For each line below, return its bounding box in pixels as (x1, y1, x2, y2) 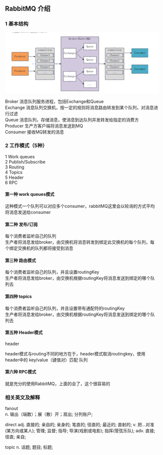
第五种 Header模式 (5, 330, 43, 335)
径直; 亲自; (5, 434, 26, 440)
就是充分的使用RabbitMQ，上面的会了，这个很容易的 (5, 381, 110, 387)
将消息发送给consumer (5, 209, 51, 215)
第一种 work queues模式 (5, 191, 54, 197)
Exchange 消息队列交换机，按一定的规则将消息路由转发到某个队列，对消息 (5, 104, 154, 110)
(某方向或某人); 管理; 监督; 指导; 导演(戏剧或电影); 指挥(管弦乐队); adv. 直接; (5, 428, 156, 434)
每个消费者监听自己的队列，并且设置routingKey (5, 269, 100, 275)
